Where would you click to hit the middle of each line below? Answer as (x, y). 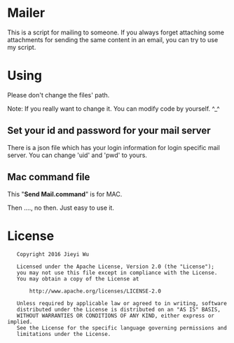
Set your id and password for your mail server (109, 131)
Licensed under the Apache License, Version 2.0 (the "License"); (116, 267)
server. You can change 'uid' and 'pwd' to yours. (77, 155)
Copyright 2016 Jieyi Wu (53, 255)
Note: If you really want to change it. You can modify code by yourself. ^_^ (113, 108)
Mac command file (49, 177)
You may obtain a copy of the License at (78, 279)
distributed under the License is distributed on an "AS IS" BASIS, (118, 310)
